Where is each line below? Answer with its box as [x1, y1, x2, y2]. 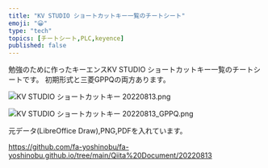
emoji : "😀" [8, 19, 48, 27]
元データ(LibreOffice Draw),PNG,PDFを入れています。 [8, 126, 187, 136]
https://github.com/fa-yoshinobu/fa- [8, 142, 129, 152]
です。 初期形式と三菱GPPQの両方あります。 [22, 75, 171, 84]
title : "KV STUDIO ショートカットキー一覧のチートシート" [8, 11, 186, 20]
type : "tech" [8, 27, 52, 35]
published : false [8, 42, 67, 50]
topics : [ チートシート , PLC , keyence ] [8, 34, 124, 43]
